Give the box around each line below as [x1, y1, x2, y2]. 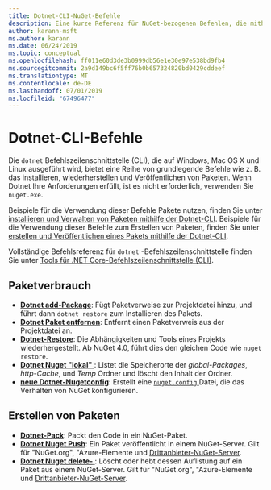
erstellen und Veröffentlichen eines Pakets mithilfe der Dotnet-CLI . [8, 231, 228, 241]
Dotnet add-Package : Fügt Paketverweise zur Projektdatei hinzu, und [19, 300, 252, 309]
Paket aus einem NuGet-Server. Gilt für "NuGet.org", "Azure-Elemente [19, 464, 252, 474]
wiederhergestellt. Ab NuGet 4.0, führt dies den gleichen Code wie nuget [19, 343, 262, 352]
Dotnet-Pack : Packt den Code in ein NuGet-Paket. [19, 430, 188, 440]
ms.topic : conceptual [8, 49, 81, 57]
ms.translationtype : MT [8, 72, 89, 80]
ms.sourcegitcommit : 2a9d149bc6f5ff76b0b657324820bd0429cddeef [8, 64, 226, 73]
